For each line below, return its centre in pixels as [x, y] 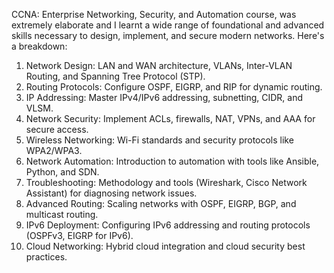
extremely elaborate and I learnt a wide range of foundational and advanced [168, 25]
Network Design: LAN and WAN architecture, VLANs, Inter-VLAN [159, 65]
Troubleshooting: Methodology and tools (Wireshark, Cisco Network [166, 182]
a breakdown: [39, 46]
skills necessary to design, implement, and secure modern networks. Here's [168, 35]
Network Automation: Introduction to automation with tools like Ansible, [172, 161]
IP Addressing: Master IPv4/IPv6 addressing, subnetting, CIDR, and [164, 97]
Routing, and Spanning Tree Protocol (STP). [115, 76]
